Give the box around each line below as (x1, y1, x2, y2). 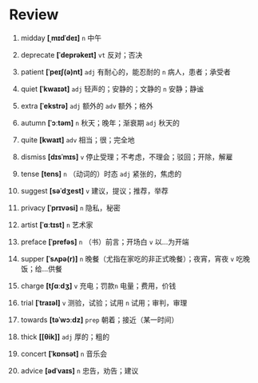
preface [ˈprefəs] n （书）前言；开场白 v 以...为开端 (20, 237, 190, 246)
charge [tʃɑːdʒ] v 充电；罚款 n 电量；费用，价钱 (20, 281, 177, 290)
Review (9, 6, 59, 24)
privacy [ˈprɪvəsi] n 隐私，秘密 (20, 202, 121, 213)
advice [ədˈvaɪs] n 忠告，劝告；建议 (20, 365, 139, 375)
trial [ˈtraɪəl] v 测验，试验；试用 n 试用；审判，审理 (20, 297, 188, 307)
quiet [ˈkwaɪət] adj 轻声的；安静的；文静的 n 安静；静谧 (20, 84, 204, 94)
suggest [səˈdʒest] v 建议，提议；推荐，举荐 (20, 186, 169, 195)
